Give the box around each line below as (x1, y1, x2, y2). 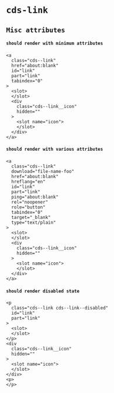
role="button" (11, 204, 46, 210)
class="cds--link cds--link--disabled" (11, 305, 109, 311)
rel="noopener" (11, 199, 49, 205)
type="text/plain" (11, 220, 57, 225)
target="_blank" (11, 214, 51, 220)
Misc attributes (6, 26, 65, 34)
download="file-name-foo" (11, 168, 75, 174)
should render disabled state (6, 288, 80, 294)
